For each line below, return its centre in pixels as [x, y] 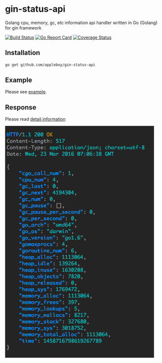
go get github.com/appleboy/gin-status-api [50, 65]
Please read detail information [35, 119]
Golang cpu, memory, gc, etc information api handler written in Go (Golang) [81, 23]
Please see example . [26, 92]
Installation [23, 53]
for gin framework [23, 28]
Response [21, 107]
